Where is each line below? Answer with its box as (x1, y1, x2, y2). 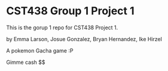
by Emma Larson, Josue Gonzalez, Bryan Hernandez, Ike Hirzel (6, 35, 163, 42)
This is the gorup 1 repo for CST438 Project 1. (6, 24, 118, 31)
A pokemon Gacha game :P (6, 47, 74, 54)
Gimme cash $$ (6, 58, 46, 66)
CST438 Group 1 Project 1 (6, 4, 135, 18)
